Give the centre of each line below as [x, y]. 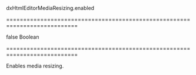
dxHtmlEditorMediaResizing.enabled [50, 8]
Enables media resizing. [35, 66]
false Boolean [23, 37]
